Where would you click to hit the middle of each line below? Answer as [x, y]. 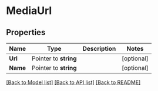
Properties [26, 32]
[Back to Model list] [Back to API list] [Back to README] [73, 82]
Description [99, 49]
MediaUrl [29, 11]
